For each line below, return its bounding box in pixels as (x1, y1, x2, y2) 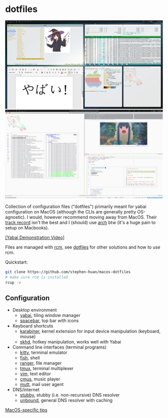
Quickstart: (5, 259, 28, 265)
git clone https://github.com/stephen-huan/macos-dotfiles (5, 269, 131, 274)
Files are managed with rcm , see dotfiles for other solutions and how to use (5, 244, 160, 250)
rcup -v (5, 280, 21, 285)
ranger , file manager (19, 360, 62, 366)
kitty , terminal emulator (19, 349, 67, 355)
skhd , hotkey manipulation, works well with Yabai (19, 339, 121, 345)
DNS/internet (12, 386, 40, 393)
